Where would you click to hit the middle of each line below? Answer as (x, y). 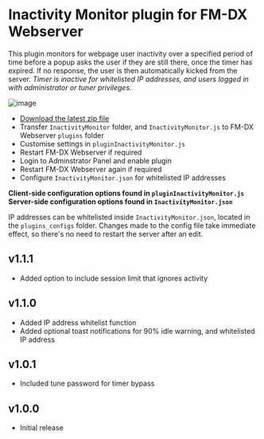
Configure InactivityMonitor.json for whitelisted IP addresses (123, 178)
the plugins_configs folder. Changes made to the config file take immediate (132, 225)
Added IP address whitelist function (78, 322)
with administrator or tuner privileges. (70, 87)
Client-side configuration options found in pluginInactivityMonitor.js (126, 193)
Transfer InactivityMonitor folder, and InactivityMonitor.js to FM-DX (137, 127)
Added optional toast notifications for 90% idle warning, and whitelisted (138, 331)
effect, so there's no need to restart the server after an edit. (106, 233)
